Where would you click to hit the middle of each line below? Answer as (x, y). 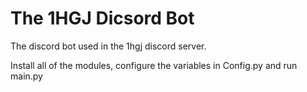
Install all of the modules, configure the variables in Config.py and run (154, 65)
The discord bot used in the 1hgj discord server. (108, 46)
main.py (26, 76)
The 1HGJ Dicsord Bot (102, 18)
